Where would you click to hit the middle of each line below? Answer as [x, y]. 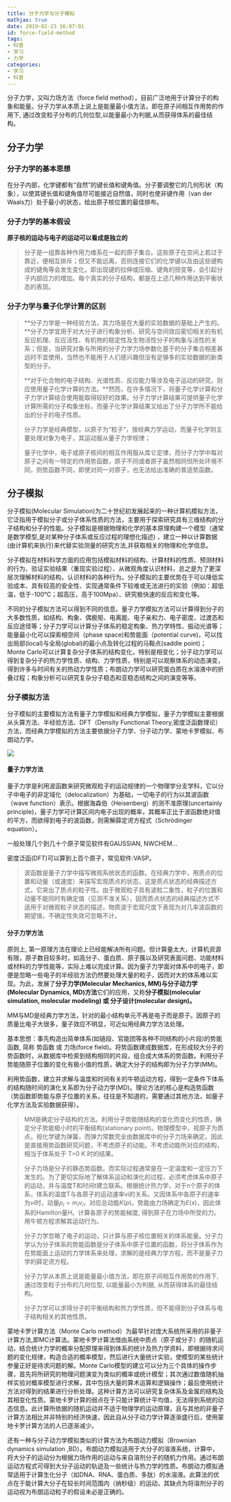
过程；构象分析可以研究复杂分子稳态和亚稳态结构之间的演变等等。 [106, 678]
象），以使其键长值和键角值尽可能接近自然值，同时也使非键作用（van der [110, 194]
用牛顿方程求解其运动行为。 [63, 1221]
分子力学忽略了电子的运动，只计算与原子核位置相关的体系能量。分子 [120, 1235]
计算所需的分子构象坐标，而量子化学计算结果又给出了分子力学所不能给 [123, 406]
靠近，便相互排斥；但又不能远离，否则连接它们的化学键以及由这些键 [120, 261]
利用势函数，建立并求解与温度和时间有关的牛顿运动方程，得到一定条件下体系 [115, 1079]
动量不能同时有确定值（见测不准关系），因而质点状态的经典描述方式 [119, 898]
